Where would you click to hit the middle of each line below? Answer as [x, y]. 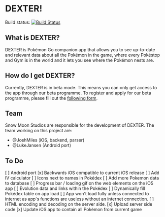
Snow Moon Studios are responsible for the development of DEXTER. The [80, 125]
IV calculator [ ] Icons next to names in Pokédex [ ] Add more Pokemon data [82, 178]
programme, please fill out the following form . [51, 98]
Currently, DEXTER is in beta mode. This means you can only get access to [81, 87]
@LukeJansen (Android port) [42, 145]
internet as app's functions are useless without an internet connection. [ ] [80, 199]
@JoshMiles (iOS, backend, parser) [48, 140]
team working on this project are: [39, 131]
